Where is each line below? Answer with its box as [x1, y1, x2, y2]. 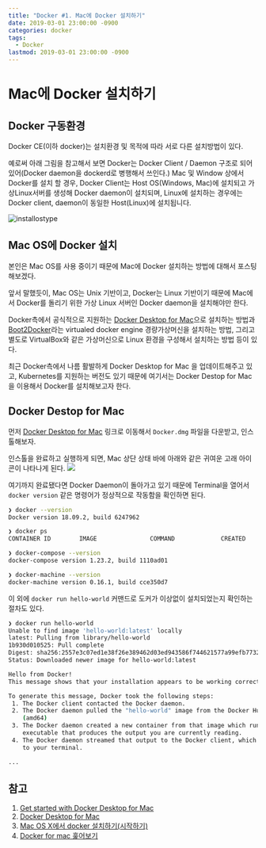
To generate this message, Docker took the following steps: [8, 692, 215, 700]
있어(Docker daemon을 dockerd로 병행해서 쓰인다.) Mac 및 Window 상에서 [8, 168, 245, 178]
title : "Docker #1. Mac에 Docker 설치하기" [8, 11, 146, 20]
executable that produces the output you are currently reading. [22, 729, 243, 737]
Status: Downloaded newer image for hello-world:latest [8, 656, 196, 664]
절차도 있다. [8, 603, 45, 613]
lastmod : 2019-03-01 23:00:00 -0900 [8, 48, 129, 56]
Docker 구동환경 [8, 119, 85, 132]
